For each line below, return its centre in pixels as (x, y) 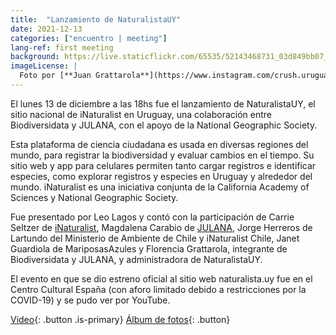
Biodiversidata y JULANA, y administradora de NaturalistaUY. (136, 259)
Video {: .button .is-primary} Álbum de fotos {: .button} (120, 319)
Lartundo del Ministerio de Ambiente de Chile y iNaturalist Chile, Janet (155, 238)
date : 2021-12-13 (46, 29)
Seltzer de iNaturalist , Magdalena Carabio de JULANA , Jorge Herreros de (161, 227)
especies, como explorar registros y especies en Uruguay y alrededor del (161, 176)
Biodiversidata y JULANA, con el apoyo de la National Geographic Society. (164, 125)
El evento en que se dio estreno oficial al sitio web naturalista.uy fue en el (161, 278)
